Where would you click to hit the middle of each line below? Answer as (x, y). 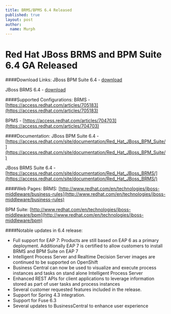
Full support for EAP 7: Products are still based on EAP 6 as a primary (86, 241)
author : (14, 24)
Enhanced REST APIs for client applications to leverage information (83, 279)
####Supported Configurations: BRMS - (48, 100)
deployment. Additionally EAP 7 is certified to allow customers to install (88, 246)
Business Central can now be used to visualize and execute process (84, 268)
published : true (23, 15)
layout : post (19, 20)
